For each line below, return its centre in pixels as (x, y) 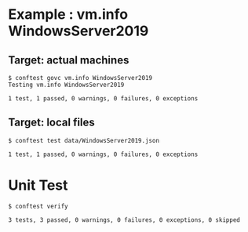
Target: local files (52, 123)
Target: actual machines (69, 60)
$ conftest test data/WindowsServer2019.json (84, 140)
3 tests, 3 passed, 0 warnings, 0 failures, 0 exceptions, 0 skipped (124, 220)
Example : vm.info (68, 14)
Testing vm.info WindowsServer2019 (66, 85)
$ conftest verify (38, 206)
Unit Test (38, 185)
